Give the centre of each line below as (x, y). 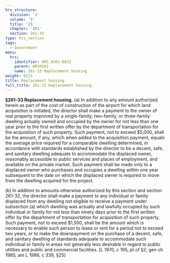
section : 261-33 (27, 33)
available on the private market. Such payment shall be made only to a (79, 164)
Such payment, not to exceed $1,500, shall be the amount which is (75, 222)
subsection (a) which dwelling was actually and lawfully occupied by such (83, 206)
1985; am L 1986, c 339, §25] (36, 255)
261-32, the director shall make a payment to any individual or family (77, 196)
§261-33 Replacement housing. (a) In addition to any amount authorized (82, 100)
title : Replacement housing (35, 81)
